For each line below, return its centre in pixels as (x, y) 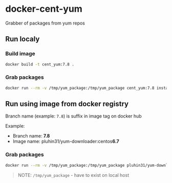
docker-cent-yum (44, 9)
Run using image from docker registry (67, 104)
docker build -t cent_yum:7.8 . (40, 64)
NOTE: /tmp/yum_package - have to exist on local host (73, 175)
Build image (20, 54)
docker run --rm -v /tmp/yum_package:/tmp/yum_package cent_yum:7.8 (80, 88)
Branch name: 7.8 (31, 136)
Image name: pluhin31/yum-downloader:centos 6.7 (66, 142)
